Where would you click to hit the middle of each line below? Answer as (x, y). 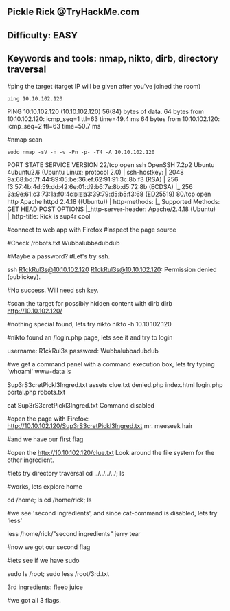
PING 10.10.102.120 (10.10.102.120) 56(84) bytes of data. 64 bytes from (106, 111)
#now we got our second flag (49, 547)
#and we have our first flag (45, 439)
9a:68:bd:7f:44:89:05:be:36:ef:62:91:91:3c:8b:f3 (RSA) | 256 (93, 179)
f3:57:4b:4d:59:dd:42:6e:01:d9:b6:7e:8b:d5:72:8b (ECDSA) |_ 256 (100, 186)
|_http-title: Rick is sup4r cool (49, 216)
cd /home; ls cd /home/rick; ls (49, 500)
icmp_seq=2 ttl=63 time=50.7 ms (54, 126)
